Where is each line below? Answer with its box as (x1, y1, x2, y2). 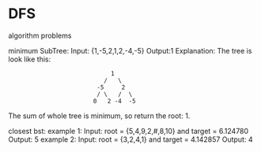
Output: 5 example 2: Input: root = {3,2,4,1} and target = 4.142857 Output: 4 (8, 135, 253, 144)
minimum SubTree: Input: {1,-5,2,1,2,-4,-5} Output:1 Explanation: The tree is (8, 46, 252, 55)
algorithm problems (8, 31, 72, 40)
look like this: (8, 54, 51, 64)
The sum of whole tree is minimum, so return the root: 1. (8, 111, 191, 120)
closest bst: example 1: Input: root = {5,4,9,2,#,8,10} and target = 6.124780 (8, 126, 249, 135)
